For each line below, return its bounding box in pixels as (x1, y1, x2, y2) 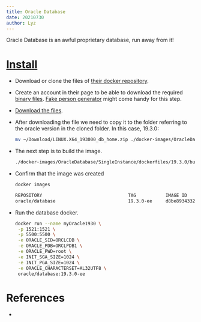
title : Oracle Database (6, 8, 66, 15)
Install (6, 58, 38, 71)
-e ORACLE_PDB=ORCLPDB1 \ (17, 243, 83, 249)
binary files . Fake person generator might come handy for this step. (14, 96, 182, 103)
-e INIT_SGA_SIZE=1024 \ (17, 254, 80, 260)
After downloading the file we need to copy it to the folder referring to (14, 118, 187, 126)
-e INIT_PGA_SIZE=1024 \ (17, 260, 80, 266)
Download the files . (14, 107, 63, 114)
